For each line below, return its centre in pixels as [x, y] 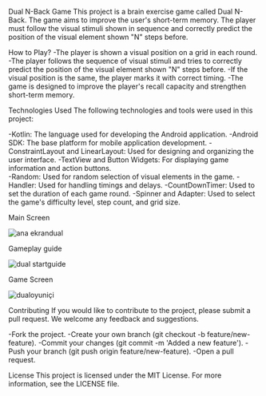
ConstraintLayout [37, 151]
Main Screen [29, 218]
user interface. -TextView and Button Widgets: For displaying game [119, 160]
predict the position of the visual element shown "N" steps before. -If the [128, 69]
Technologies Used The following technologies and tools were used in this [131, 110]
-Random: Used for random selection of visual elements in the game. [122, 176]
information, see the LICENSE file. [64, 384]
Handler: [22, 185]
